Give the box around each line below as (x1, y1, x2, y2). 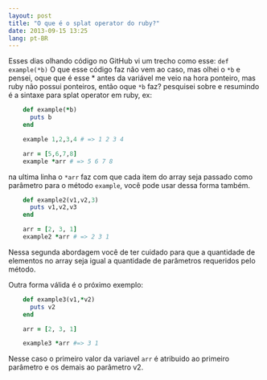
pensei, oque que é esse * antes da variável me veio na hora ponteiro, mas (8, 73, 256, 83)
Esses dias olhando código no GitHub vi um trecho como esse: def (8, 56, 229, 66)
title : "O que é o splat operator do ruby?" (8, 19, 160, 27)
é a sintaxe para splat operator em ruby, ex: (8, 90, 153, 100)
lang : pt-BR (8, 34, 48, 43)
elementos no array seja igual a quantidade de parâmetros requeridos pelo (8, 255, 256, 265)
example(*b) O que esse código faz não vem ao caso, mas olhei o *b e (8, 65, 241, 75)
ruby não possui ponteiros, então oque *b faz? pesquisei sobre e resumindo (8, 82, 260, 92)
